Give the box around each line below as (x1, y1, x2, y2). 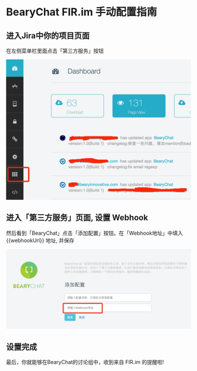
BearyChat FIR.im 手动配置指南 (6, 5, 157, 19)
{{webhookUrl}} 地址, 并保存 (6, 236, 74, 244)
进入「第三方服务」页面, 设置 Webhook (6, 213, 148, 223)
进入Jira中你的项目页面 (6, 31, 90, 41)
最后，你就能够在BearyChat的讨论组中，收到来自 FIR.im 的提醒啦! (6, 359, 164, 366)
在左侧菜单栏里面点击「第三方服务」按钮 (6, 48, 104, 54)
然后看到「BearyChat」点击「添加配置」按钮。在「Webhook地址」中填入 (6, 229, 184, 236)
